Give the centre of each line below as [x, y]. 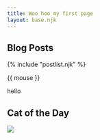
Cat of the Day [38, 113]
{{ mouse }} [24, 78]
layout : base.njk [32, 20]
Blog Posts [30, 48]
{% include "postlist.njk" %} [47, 64]
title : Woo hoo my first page [50, 13]
